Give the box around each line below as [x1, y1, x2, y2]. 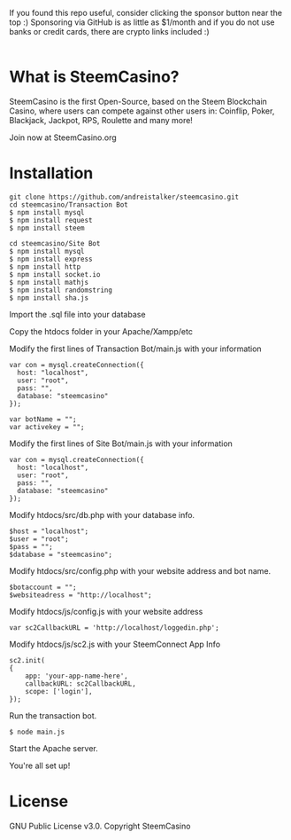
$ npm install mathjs [9, 278, 89, 287]
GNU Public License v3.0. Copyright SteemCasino [9, 820, 191, 831]
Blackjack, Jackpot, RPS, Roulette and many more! [9, 114, 193, 125]
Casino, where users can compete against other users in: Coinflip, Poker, [9, 106, 275, 116]
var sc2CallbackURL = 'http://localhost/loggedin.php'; [9, 623, 219, 632]
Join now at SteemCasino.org [9, 132, 117, 143]
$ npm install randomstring [9, 286, 113, 294]
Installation [9, 163, 94, 184]
